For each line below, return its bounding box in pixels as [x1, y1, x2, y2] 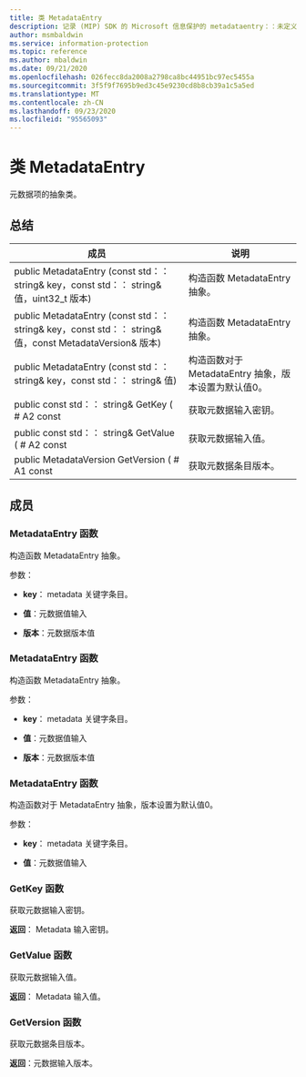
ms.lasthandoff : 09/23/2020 [9, 107, 117, 116]
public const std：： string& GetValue [14, 426, 175, 439]
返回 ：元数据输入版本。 [9, 1058, 97, 1069]
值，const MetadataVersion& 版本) [14, 336, 162, 349]
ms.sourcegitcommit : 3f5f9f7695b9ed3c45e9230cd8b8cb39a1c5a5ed [9, 81, 255, 90]
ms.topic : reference [9, 47, 88, 56]
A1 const [14, 464, 53, 477]
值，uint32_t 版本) [14, 292, 92, 305]
